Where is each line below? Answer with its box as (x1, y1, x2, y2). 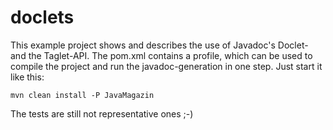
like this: (10, 71, 45, 83)
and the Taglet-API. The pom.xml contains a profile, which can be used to (10, 49, 313, 61)
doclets (10, 6, 75, 29)
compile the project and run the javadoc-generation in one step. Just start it (10, 60, 323, 72)
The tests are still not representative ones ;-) (10, 107, 194, 120)
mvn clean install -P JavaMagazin (10, 90, 155, 100)
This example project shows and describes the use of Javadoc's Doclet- (10, 39, 309, 51)
